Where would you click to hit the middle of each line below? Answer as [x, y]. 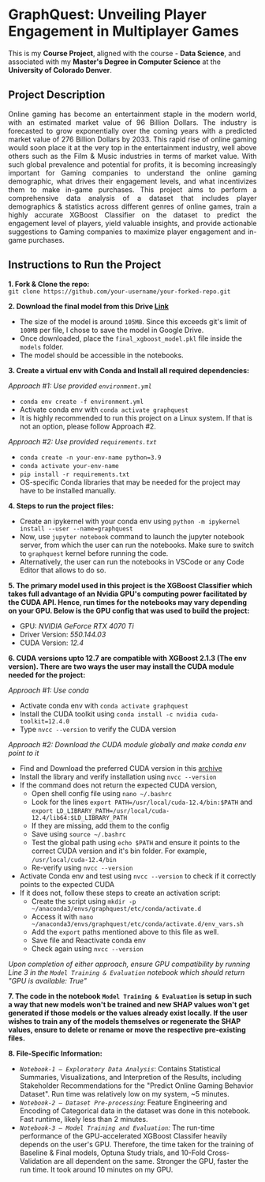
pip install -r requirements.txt [75, 474]
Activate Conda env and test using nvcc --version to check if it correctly [138, 876]
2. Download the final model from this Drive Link [89, 306]
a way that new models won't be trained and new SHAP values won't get [129, 1004]
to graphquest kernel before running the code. [94, 553]
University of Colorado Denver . [60, 70]
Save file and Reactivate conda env [88, 940]
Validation [36, 1161]
